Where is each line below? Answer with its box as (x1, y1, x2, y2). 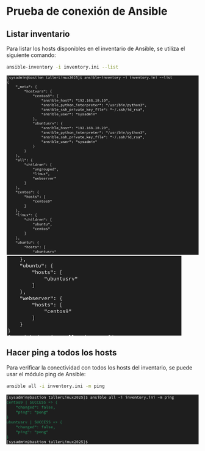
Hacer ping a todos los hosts (6, 347, 117, 358)
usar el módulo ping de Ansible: (6, 370, 86, 377)
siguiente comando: (6, 51, 56, 59)
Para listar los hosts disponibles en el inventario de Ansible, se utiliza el (6, 45, 185, 52)
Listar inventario (6, 29, 70, 39)
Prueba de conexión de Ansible (6, 4, 168, 18)
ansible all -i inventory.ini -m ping (6, 383, 105, 389)
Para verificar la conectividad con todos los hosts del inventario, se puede (6, 363, 193, 371)
